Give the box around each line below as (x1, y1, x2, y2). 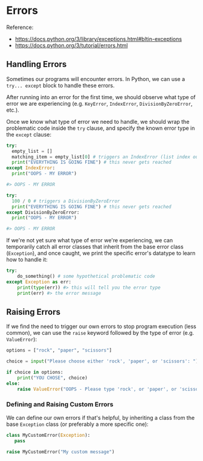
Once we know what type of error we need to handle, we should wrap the (6, 118, 190, 125)
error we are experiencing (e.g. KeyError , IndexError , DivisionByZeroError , (6, 100, 193, 107)
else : (6, 380, 20, 387)
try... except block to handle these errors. (6, 82, 115, 89)
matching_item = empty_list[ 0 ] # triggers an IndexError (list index (11, 153, 190, 160)
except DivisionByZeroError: (6, 209, 80, 215)
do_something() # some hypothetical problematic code (17, 273, 155, 279)
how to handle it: (6, 256, 48, 263)
